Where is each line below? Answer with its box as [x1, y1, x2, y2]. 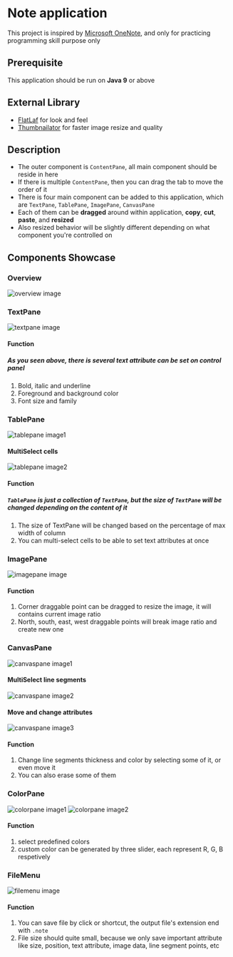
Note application [7, 5, 108, 21]
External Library [7, 96, 81, 108]
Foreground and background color [17, 389, 119, 398]
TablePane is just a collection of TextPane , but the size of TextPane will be [7, 495, 222, 504]
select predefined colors [17, 837, 90, 846]
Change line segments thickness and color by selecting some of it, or [17, 756, 222, 764]
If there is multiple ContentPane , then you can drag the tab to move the [17, 178, 224, 186]
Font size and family [17, 396, 77, 405]
